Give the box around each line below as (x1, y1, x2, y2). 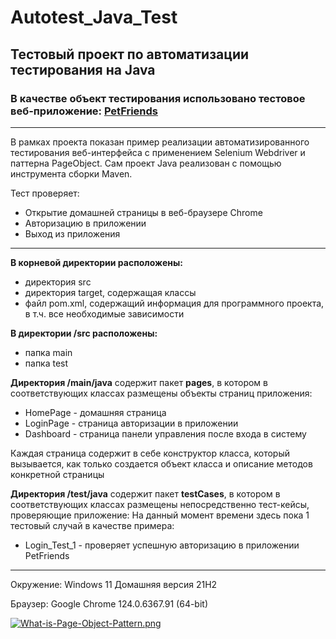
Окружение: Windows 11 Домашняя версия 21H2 (10, 578, 218, 590)
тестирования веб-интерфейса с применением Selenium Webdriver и (10, 146, 306, 158)
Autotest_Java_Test (10, 6, 178, 29)
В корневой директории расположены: (10, 256, 183, 268)
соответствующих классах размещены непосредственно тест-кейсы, (10, 498, 310, 510)
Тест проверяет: (10, 187, 80, 199)
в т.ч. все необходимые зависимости (24, 307, 185, 320)
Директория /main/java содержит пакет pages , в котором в (10, 376, 268, 388)
